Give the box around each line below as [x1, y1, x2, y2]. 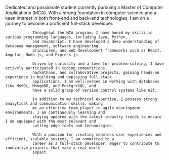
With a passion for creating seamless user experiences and [32, 132, 162, 137]
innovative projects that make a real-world [5, 145, 101, 150]
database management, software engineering [5, 44, 99, 49]
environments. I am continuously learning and [5, 110, 105, 115]
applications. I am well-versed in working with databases [32, 79, 159, 84]
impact [32, 150, 47, 155]
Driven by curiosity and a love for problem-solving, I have [32, 61, 164, 66]
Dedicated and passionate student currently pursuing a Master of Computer [5, 5, 163, 10]
